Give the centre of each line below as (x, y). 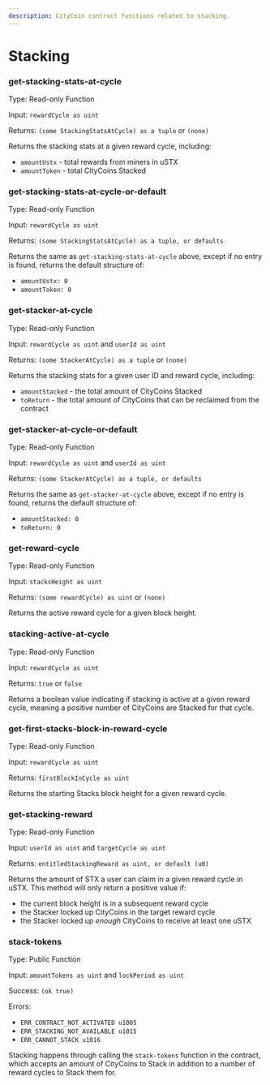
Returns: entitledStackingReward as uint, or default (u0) (109, 863)
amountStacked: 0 (49, 519)
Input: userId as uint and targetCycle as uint (87, 848)
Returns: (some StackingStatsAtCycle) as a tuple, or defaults (116, 241)
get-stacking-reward (51, 814)
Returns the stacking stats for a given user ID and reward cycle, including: (132, 375)
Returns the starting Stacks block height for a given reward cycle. (118, 793)
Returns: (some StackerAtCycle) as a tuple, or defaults (105, 478)
